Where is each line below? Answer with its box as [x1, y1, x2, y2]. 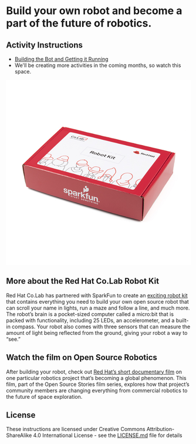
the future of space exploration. [6, 393, 83, 400]
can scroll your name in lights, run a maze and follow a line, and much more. [6, 304, 190, 311]
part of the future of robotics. [6, 16, 152, 30]
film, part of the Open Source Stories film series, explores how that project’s [6, 381, 190, 388]
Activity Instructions [6, 40, 83, 50]
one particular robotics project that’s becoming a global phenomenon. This [6, 374, 187, 381]
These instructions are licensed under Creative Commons [6, 426, 146, 433]
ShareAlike [6, 432, 32, 439]
